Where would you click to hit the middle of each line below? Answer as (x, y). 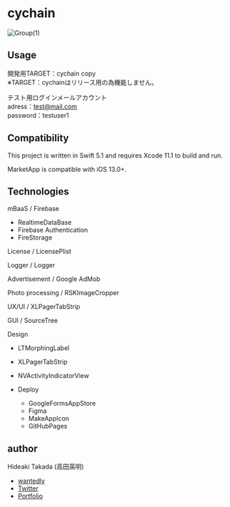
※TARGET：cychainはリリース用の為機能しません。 (83, 82)
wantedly (31, 481)
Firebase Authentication (53, 230)
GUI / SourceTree (33, 321)
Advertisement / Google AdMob (54, 279)
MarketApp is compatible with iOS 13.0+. (67, 169)
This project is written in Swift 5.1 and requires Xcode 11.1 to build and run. (115, 155)
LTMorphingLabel (43, 348)
